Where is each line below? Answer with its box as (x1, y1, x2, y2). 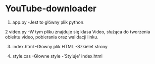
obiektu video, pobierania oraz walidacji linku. (5, 34, 99, 40)
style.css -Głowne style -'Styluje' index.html (12, 53, 103, 59)
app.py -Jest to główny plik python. (12, 19, 85, 25)
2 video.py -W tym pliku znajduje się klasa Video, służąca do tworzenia (5, 29, 150, 34)
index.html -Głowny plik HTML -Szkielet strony (12, 43, 108, 49)
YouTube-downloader (5, 3, 97, 14)
